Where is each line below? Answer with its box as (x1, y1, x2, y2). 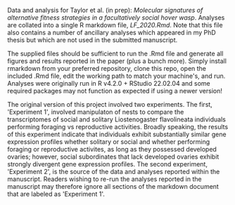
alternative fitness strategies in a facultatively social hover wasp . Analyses (7, 13, 225, 22)
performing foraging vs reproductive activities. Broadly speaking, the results (7, 123, 229, 131)
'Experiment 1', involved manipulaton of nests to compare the (7, 108, 184, 116)
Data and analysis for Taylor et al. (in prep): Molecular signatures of (7, 6, 203, 14)
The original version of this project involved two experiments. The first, (7, 100, 212, 108)
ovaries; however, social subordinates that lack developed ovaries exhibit (7, 152, 220, 161)
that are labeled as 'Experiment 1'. (7, 190, 106, 198)
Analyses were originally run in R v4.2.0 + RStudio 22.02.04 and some (7, 79, 211, 87)
